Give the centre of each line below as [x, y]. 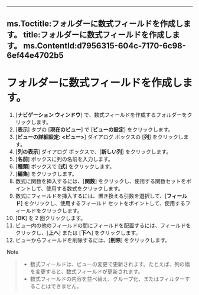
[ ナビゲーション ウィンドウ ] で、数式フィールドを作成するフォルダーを [101, 115]
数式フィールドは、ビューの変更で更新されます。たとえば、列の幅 [110, 264]
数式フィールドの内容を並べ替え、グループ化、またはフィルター [107, 279]
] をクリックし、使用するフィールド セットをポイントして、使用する [103, 204]
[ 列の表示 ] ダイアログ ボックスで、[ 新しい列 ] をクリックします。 [93, 152]
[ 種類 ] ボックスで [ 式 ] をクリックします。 [65, 166]
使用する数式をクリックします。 [84, 189]
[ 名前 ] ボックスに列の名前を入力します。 [64, 159]
